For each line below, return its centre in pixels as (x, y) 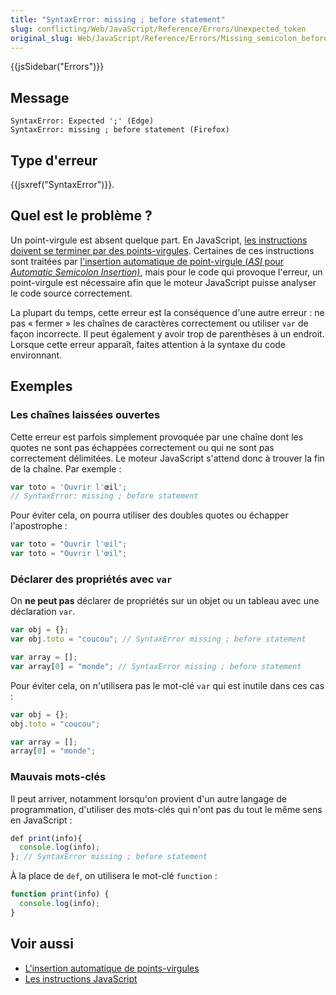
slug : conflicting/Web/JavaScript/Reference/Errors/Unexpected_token (158, 29)
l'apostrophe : (39, 526)
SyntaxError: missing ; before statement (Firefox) (120, 130)
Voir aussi (42, 944)
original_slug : (42, 38)
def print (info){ (46, 838)
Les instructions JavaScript (81, 978)
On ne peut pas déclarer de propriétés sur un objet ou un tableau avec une (165, 601)
